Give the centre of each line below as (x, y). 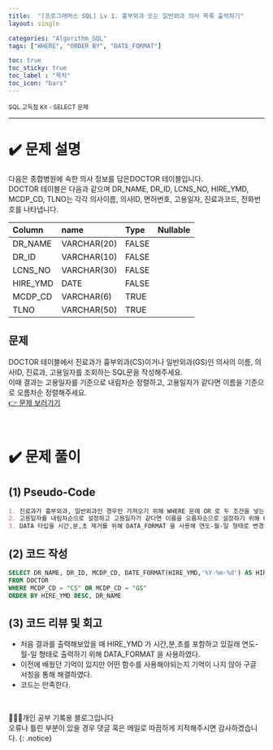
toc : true (25, 61)
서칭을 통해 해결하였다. (56, 675)
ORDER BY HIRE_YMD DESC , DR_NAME (65, 595)
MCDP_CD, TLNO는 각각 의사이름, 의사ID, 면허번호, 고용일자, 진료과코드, (124, 199)
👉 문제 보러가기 (35, 402)
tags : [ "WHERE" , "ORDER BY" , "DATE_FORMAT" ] (85, 46)
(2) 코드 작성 (38, 553)
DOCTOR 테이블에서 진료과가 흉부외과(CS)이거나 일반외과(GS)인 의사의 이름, (131, 362)
